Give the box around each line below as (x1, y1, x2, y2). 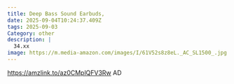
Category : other (7, 29, 55, 37)
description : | (7, 36, 52, 43)
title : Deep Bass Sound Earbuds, (7, 10, 105, 17)
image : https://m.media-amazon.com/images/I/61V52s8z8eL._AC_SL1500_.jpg (7, 50, 228, 57)
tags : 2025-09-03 (7, 23, 58, 30)
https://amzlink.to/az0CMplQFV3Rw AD (7, 68, 122, 77)
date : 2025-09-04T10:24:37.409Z (7, 17, 102, 24)
